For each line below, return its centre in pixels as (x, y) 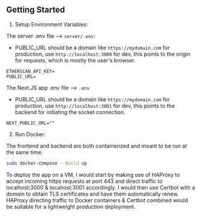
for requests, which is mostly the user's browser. (75, 60)
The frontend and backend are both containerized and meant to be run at (97, 146)
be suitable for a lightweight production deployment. (71, 206)
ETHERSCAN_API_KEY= (31, 71)
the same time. (25, 152)
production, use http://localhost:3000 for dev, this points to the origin (103, 54)
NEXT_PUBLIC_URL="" (31, 123)
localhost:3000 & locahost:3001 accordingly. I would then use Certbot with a (100, 187)
